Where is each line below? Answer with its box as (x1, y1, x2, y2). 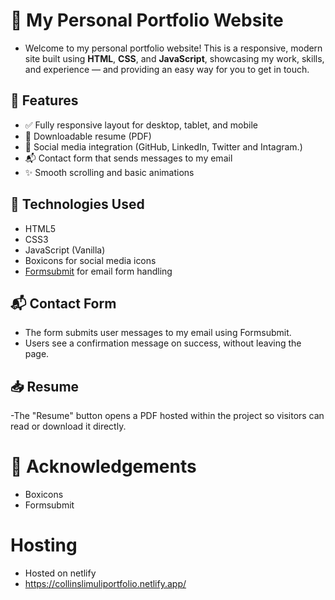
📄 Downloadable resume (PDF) (24, 130, 152, 142)
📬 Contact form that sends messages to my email (24, 152, 233, 164)
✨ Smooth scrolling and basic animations (24, 166, 195, 178)
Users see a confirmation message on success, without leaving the (24, 337, 302, 349)
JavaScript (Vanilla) (24, 244, 106, 256)
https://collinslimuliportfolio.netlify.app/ (24, 578, 187, 590)
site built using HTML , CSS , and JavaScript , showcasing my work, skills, (24, 52, 325, 64)
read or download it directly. (10, 420, 127, 433)
